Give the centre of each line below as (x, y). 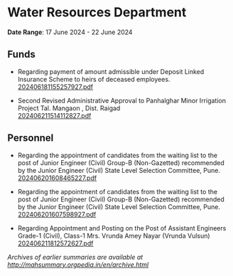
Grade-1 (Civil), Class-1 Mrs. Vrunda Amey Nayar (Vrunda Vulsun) (114, 235)
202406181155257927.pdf (55, 87)
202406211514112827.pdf (54, 115)
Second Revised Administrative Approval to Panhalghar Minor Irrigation (121, 100)
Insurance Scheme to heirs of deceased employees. (94, 79)
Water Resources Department (97, 12)
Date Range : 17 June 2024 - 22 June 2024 (70, 32)
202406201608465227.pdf (57, 178)
